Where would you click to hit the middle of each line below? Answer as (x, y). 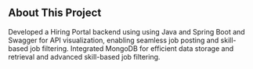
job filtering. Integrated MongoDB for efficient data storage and (132, 48)
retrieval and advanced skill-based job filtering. (84, 56)
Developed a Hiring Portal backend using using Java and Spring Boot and (127, 31)
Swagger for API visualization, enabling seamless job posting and (114, 40)
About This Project (55, 13)
